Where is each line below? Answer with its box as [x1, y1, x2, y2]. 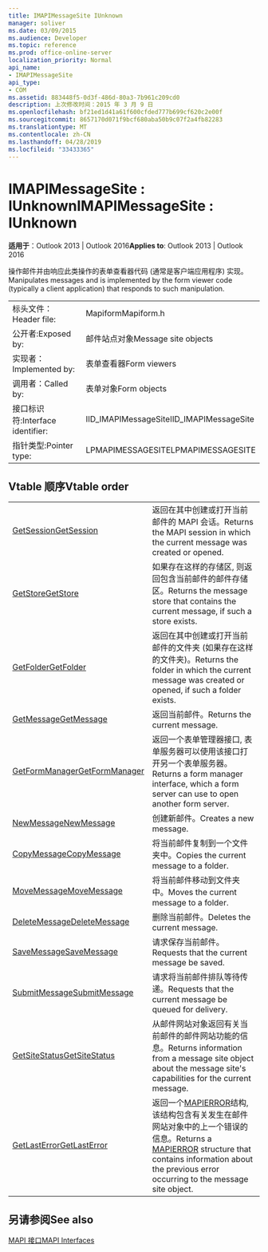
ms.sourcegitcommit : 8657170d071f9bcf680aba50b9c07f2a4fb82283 [8, 116, 223, 124]
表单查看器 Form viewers [85, 359, 177, 370]
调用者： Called [12, 378, 69, 390]
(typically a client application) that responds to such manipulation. [8, 284, 225, 294]
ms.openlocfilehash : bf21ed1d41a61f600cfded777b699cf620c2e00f [8, 109, 223, 117]
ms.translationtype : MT [8, 123, 88, 131]
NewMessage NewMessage [12, 818, 116, 829]
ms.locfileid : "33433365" [8, 145, 94, 153]
